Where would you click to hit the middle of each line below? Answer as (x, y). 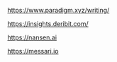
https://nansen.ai (32, 37)
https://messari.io (33, 51)
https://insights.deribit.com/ (48, 24)
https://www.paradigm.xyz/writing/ (58, 10)
